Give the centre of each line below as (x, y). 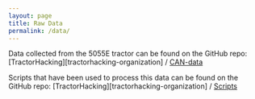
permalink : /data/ (39, 31)
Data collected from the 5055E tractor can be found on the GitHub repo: (128, 54)
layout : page (30, 16)
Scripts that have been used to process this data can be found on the (123, 78)
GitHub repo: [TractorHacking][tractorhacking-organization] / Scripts (123, 86)
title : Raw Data (36, 23)
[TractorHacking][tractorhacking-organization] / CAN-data (106, 62)
